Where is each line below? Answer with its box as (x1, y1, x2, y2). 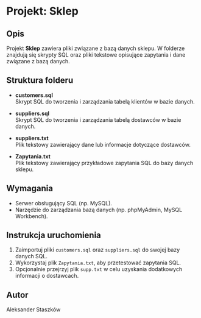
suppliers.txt (15, 134, 49, 141)
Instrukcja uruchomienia (6, 230, 102, 241)
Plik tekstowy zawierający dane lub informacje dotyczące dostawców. (15, 141, 191, 148)
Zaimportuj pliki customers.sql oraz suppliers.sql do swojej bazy (15, 246, 180, 253)
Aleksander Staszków (6, 306, 61, 313)
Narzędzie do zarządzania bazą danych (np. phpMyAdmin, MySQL (15, 206, 183, 213)
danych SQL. (15, 253, 48, 260)
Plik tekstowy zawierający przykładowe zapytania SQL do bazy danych (15, 159, 194, 166)
